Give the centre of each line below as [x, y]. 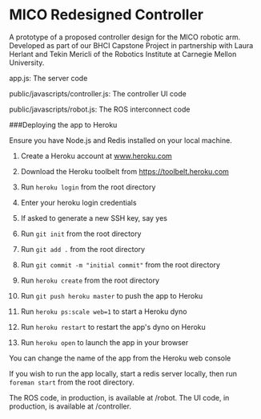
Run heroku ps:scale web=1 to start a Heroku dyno [104, 311]
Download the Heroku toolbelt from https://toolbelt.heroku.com [124, 171]
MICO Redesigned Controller [106, 15]
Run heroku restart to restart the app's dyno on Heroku [113, 327]
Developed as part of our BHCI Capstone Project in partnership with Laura [131, 45]
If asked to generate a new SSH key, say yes [94, 218]
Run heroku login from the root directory [88, 187]
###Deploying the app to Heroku [63, 124]
